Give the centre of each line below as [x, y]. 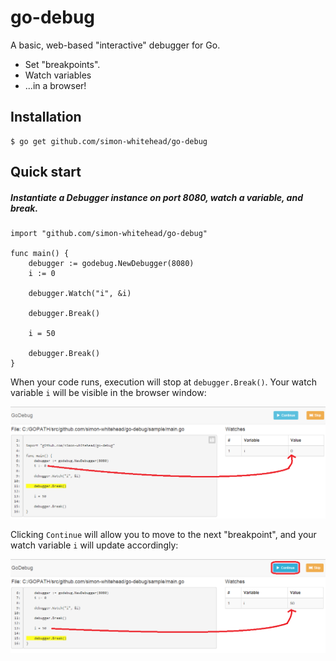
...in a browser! [55, 85]
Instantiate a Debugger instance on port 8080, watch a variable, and [156, 197]
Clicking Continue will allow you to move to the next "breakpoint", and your [163, 534]
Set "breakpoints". [62, 64]
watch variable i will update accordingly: [94, 545]
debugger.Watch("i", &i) [80, 294]
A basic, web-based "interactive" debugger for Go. [115, 45]
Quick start [46, 172]
